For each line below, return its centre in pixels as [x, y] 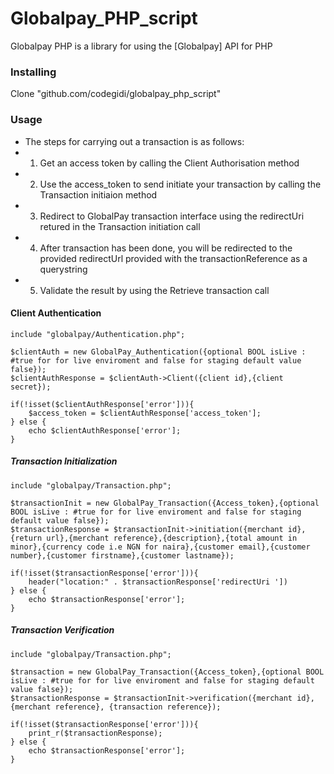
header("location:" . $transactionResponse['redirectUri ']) [158, 582]
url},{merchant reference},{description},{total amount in [172, 538]
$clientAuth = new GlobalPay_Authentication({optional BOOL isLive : [158, 352]
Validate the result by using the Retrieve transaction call [154, 290]
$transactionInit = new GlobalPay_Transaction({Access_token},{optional [165, 503]
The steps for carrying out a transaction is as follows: [134, 141]
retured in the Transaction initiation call [120, 226]
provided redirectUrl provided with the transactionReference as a [173, 258]
